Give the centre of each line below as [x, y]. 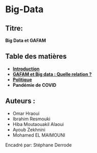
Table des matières [36, 56]
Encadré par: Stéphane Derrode [39, 145]
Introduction [26, 69]
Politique [22, 80]
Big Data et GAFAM [26, 40]
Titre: [14, 28]
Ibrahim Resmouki [31, 119]
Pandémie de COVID [35, 85]
